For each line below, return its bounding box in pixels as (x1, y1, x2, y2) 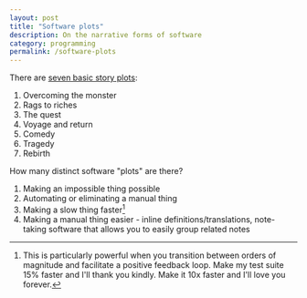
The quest (22, 109, 62, 120)
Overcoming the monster (22, 90, 117, 101)
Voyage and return (22, 119, 93, 130)
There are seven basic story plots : (9, 72, 138, 83)
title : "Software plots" (9, 22, 104, 31)
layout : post (9, 13, 59, 23)
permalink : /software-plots (9, 47, 117, 57)
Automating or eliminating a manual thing (22, 193, 178, 204)
